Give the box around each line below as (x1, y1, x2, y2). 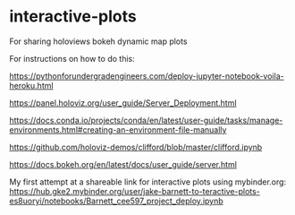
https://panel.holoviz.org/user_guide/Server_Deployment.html (9, 97, 237, 108)
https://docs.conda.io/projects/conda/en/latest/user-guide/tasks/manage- (9, 115, 283, 125)
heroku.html (9, 80, 54, 90)
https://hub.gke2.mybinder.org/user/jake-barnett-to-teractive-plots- (9, 185, 261, 196)
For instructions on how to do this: (9, 53, 136, 64)
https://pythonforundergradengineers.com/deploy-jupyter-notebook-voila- (9, 70, 284, 82)
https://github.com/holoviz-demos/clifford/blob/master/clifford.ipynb (9, 142, 263, 152)
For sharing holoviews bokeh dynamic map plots (9, 36, 188, 47)
